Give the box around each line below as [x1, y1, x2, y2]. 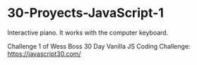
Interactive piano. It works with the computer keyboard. [7, 28, 169, 37]
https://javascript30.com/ [7, 49, 81, 58]
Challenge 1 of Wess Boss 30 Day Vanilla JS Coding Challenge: [7, 42, 191, 50]
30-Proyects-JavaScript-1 [7, 5, 165, 21]
